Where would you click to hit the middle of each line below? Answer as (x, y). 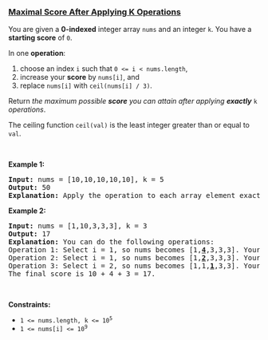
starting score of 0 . (40, 38)
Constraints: (30, 305)
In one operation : (37, 53)
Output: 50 (30, 188)
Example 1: (27, 164)
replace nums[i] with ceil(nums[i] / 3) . (86, 85)
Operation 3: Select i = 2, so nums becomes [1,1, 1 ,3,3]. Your (134, 266)
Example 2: (27, 211)
